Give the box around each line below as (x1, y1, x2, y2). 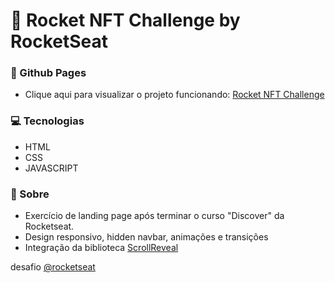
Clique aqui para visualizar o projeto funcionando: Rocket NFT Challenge (24, 89, 325, 101)
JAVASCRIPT (24, 162, 79, 174)
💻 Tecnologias (10, 114, 85, 128)
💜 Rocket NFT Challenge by (10, 9, 241, 32)
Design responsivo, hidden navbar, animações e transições (24, 231, 269, 243)
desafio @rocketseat (10, 261, 96, 273)
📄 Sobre (10, 187, 50, 201)
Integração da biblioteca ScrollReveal (24, 242, 179, 254)
